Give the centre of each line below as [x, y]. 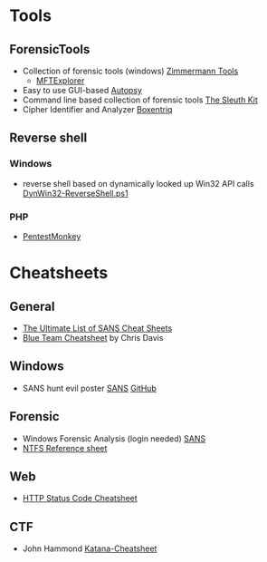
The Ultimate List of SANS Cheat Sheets [97, 328]
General [33, 306]
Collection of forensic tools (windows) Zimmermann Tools [130, 71]
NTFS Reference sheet [65, 448]
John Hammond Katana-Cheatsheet [90, 548]
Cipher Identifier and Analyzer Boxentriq [97, 109]
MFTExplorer [60, 81]
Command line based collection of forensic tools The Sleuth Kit [140, 100]
